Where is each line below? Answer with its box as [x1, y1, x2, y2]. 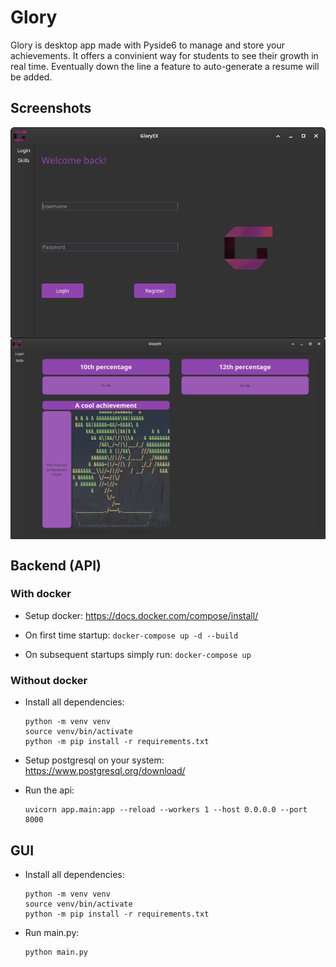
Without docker [10, 673, 88, 687]
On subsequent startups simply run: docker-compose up [24, 648, 252, 660]
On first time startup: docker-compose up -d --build [24, 629, 239, 641]
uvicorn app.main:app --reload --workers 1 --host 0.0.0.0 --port [24, 805, 308, 815]
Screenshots [10, 100, 92, 117]
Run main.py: [24, 926, 80, 938]
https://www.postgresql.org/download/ [24, 765, 186, 777]
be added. [10, 71, 53, 83]
